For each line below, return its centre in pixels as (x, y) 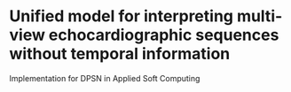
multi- (260, 16)
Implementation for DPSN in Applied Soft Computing (105, 78)
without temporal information (120, 54)
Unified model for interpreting (121, 16)
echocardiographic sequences (164, 35)
